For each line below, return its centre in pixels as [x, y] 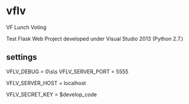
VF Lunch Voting [26, 27]
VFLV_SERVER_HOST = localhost [46, 83]
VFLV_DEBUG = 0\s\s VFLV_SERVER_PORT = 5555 [67, 71]
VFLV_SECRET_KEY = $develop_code [52, 94]
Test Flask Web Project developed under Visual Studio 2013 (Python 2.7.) [95, 38]
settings [22, 57]
